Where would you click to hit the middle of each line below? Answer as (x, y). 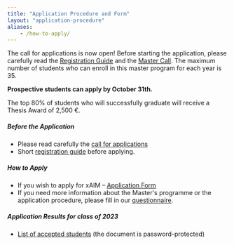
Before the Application (41, 126)
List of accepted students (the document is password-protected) (111, 234)
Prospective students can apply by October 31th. (80, 89)
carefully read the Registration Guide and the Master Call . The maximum (111, 61)
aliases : (20, 27)
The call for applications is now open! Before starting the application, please (117, 53)
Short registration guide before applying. (76, 152)
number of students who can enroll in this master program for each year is (115, 68)
